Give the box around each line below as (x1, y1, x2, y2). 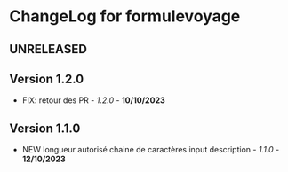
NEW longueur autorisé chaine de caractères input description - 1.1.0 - (21, 145, 280, 155)
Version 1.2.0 (9, 71, 84, 86)
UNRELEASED (9, 42, 87, 57)
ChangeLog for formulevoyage (9, 6, 241, 27)
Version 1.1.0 (9, 121, 81, 136)
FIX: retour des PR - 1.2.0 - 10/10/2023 (21, 95, 166, 106)
